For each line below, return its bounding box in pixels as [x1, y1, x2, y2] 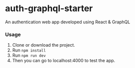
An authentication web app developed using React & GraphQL [5, 19, 131, 25]
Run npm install [12, 47, 46, 53]
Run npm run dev [12, 52, 46, 58]
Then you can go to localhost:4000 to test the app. [12, 58, 115, 64]
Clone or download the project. [12, 42, 75, 48]
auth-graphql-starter [5, 3, 93, 14]
